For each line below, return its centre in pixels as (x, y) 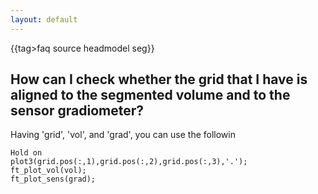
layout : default (44, 19)
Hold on (26, 153)
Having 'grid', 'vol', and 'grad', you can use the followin (123, 135)
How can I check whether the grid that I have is (159, 79)
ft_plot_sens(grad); (53, 179)
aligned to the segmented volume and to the (150, 95)
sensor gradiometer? (77, 111)
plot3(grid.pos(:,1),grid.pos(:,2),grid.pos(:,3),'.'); (129, 162)
